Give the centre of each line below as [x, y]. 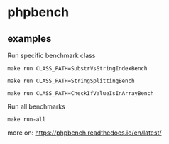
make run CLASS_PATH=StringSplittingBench [71, 81]
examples [29, 39]
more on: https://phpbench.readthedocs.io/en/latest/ [84, 133]
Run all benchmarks [37, 106]
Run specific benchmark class [51, 55]
